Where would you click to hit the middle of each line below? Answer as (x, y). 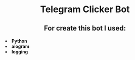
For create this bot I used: (85, 28)
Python (19, 41)
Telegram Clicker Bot (85, 9)
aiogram (20, 46)
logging (20, 52)
